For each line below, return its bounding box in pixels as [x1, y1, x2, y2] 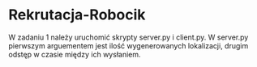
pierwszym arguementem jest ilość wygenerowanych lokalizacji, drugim [8, 40, 249, 50]
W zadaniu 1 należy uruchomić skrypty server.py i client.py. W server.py [8, 32, 249, 42]
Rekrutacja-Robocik [8, 6, 146, 24]
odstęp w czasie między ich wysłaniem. [8, 49, 141, 59]
